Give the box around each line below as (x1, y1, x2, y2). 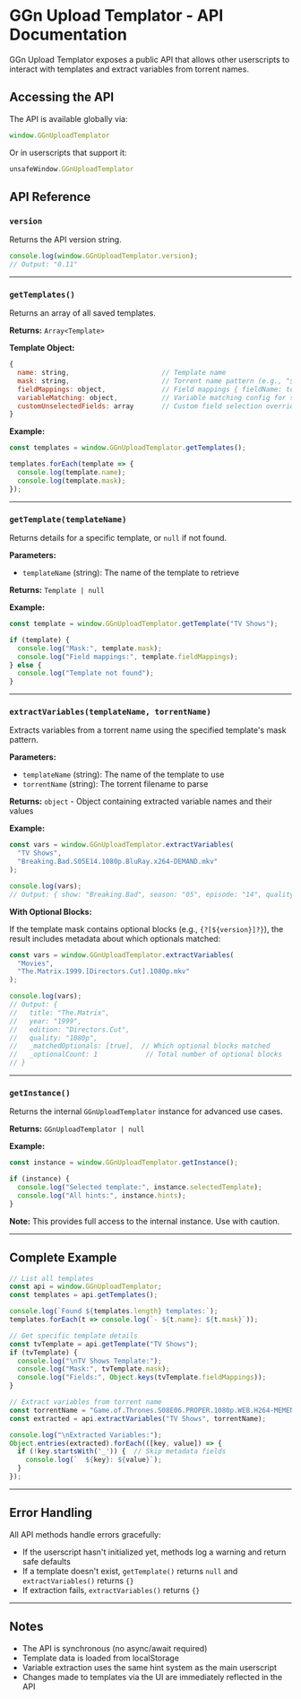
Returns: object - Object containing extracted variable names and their (9, 796, 273, 807)
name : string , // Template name (17, 369, 227, 378)
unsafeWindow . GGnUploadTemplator (9, 164, 134, 173)
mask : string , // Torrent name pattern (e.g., (17, 376, 282, 386)
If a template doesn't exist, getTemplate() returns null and (21, 1565, 238, 1576)
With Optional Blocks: (9, 906, 92, 917)
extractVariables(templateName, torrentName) (9, 707, 212, 718)
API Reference (9, 189, 91, 205)
